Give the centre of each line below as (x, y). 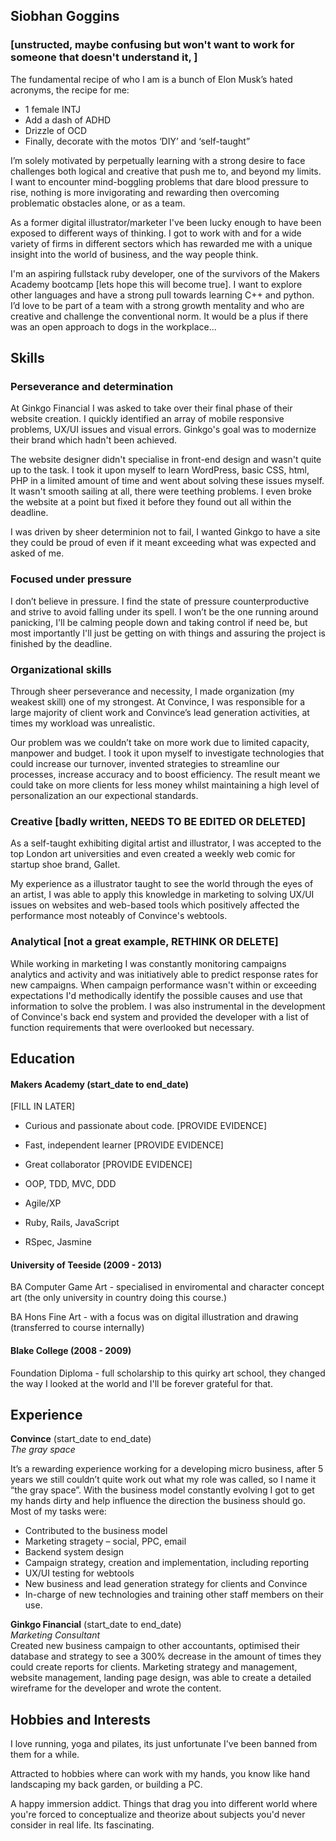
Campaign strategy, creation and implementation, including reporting (166, 1563)
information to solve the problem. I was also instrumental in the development (168, 1006)
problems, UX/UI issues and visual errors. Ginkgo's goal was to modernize (163, 430)
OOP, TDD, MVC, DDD (70, 1184)
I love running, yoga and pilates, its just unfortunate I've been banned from (164, 1744)
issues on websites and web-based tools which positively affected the (155, 905)
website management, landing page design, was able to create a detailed (161, 1678)
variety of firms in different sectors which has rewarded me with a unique (161, 243)
